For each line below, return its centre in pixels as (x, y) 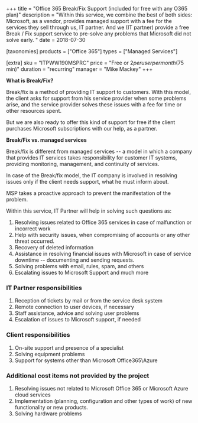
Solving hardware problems (48, 414)
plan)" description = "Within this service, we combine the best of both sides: (99, 15)
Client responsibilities (38, 335)
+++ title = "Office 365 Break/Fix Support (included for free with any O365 (97, 9)
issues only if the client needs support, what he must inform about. (87, 182)
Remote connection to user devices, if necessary (74, 307)
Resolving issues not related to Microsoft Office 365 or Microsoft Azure (101, 388)
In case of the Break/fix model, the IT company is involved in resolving (92, 175)
